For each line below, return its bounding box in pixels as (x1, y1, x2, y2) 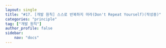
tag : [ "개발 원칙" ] (5, 21, 42, 26)
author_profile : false (5, 26, 53, 31)
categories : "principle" (5, 16, 57, 21)
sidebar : (5, 30, 24, 35)
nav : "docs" (14, 35, 39, 40)
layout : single (5, 7, 37, 12)
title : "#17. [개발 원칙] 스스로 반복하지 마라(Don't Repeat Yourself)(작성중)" (5, 12, 161, 17)
